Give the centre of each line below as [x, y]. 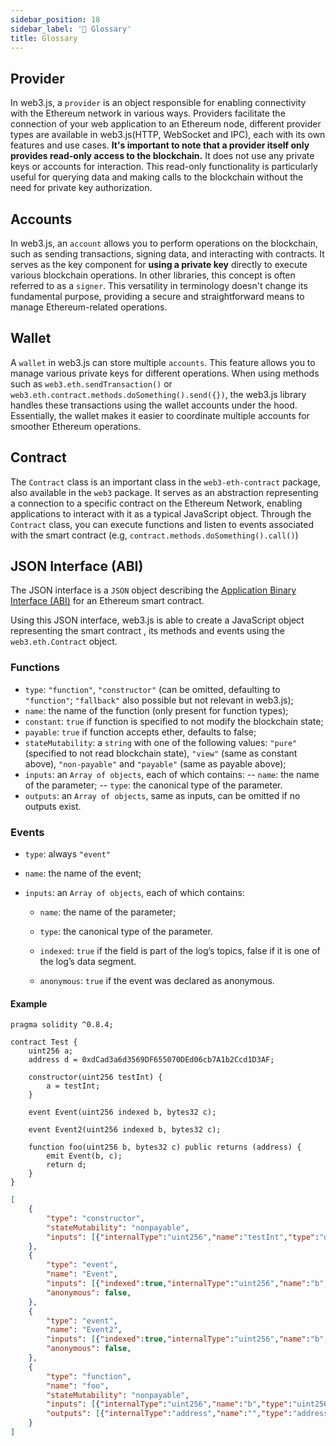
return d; [66, 1165]
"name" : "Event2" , [84, 1330]
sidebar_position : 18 [55, 19]
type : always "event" [68, 854]
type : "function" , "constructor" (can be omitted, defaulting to [152, 689]
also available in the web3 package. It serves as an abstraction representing [164, 492]
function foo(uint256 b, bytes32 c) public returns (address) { [165, 1147]
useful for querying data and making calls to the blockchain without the [157, 177]
